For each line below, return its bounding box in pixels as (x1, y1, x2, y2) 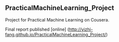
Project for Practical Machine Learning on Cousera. (5, 17, 110, 22)
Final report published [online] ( (5, 26, 69, 32)
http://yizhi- (69, 26, 93, 32)
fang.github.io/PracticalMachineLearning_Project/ (5, 31, 106, 37)
